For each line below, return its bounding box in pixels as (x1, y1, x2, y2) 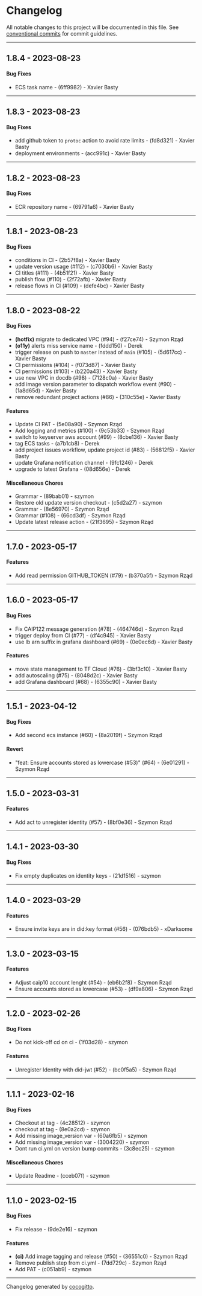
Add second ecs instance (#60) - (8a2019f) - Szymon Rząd (14, 732, 162, 739)
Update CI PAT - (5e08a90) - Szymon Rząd (14, 421, 122, 428)
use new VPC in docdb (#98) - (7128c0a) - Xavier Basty (14, 374, 153, 381)
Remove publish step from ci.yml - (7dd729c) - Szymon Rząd (14, 1259, 167, 1266)
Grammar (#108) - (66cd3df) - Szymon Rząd (14, 512, 126, 519)
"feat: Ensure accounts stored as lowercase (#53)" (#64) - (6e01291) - (14, 759, 189, 766)
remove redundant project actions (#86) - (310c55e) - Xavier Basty (14, 393, 181, 400)
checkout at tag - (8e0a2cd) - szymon (14, 1126, 110, 1133)
